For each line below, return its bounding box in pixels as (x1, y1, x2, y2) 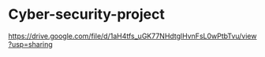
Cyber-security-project (8, 5, 166, 23)
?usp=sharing (8, 39, 53, 48)
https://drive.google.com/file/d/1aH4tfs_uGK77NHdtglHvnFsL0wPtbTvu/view (8, 31, 257, 41)
